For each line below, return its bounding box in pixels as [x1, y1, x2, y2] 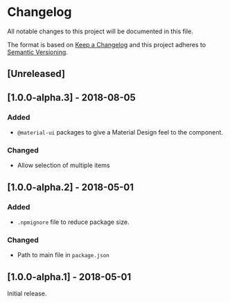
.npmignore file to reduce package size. [17, 218, 130, 226]
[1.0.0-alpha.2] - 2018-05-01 [7, 181, 134, 193]
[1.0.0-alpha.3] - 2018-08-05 [7, 92, 136, 103]
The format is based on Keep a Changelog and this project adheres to [7, 40, 206, 49]
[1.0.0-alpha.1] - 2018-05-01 [7, 271, 132, 283]
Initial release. [7, 289, 47, 298]
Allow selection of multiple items [17, 161, 110, 170]
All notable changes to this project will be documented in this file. [7, 27, 194, 35]
